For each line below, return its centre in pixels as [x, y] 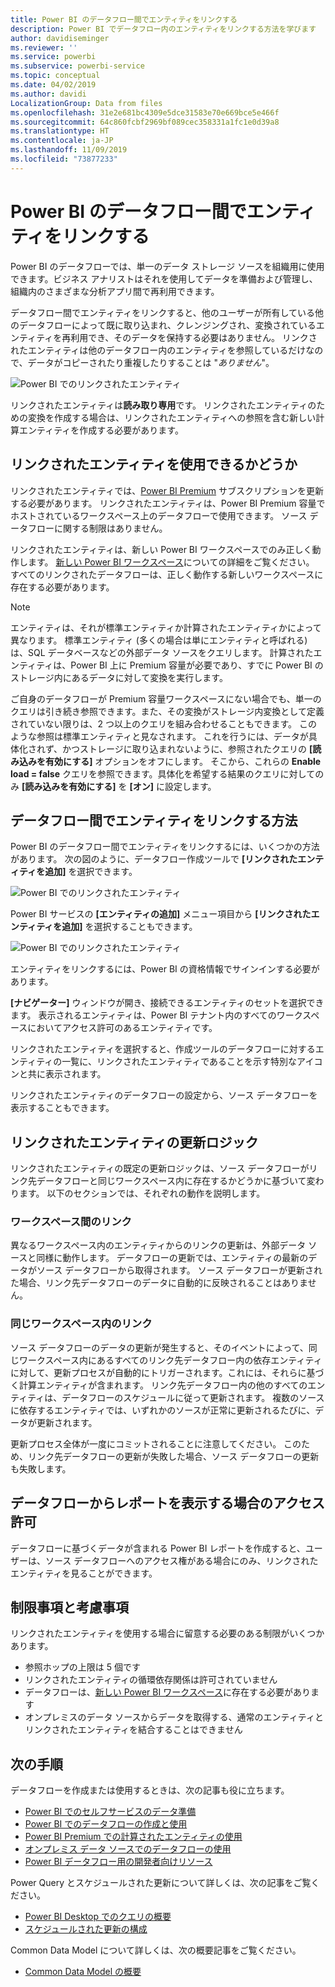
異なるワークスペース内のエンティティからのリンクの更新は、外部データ [158, 1245]
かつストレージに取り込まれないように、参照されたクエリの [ [187, 748]
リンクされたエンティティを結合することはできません [133, 1730]
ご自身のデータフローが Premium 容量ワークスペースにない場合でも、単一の [166, 698]
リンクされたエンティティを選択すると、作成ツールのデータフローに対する [163, 1049]
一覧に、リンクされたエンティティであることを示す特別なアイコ [192, 1062]
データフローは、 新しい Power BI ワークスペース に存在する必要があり [168, 1692]
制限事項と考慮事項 [69, 1607]
